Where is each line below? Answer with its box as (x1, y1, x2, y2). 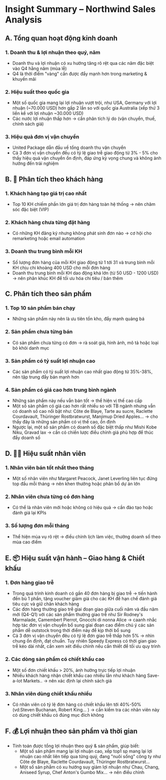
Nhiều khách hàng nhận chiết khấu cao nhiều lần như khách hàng (12, 672, 146, 678)
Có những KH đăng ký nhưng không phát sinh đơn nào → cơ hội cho (12, 230, 152, 236)
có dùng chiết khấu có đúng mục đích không (12, 712, 104, 718)
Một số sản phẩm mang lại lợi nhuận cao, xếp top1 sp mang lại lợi (19, 748, 153, 754)
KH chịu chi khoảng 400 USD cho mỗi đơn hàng (12, 264, 111, 270)
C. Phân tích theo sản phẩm (5, 290, 92, 298)
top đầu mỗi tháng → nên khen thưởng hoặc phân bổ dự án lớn (12, 481, 140, 487)
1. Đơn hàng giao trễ (5, 579, 54, 586)
